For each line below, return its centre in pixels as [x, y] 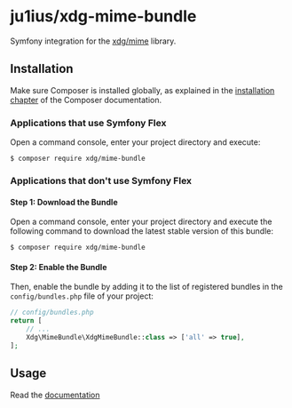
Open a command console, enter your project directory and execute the [141, 222]
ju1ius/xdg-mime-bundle [103, 16]
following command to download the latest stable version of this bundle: [142, 231]
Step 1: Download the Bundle [64, 202]
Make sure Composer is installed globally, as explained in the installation [142, 90]
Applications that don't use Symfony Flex [101, 180]
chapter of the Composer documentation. [86, 100]
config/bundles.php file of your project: [82, 296]
